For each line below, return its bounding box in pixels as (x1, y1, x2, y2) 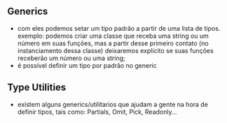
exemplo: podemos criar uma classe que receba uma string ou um (17, 31, 209, 40)
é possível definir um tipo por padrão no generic (17, 61, 158, 69)
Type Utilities (7, 82, 67, 94)
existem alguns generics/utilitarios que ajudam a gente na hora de (17, 100, 209, 108)
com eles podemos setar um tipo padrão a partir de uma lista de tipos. (17, 24, 221, 32)
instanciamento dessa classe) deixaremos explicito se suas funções (17, 46, 214, 55)
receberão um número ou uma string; (17, 54, 125, 62)
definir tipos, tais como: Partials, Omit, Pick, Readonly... (17, 108, 177, 116)
